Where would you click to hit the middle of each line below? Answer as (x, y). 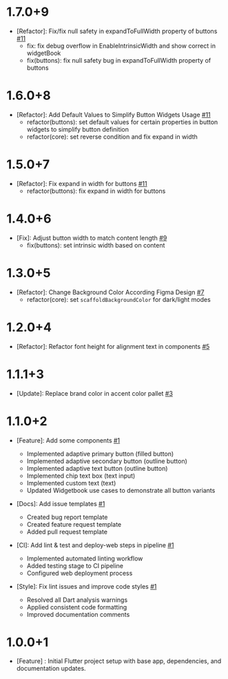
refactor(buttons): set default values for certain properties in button (122, 122)
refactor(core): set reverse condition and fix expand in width (112, 136)
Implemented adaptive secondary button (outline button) (107, 461)
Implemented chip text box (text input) (81, 476)
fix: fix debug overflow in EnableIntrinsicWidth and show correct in (121, 45)
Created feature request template (74, 524)
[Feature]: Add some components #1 (68, 440)
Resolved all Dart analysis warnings (77, 600)
